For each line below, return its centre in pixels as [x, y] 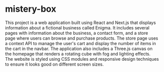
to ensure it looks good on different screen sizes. [54, 64]
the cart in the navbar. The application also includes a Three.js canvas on [79, 48]
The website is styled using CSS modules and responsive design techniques [82, 59]
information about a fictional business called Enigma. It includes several [77, 27]
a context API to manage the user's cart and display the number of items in [81, 43]
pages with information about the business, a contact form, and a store [77, 33]
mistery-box [31, 9]
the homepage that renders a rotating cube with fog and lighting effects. [78, 54]
